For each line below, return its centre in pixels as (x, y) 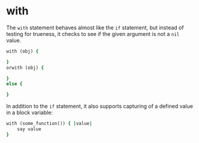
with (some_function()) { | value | (49, 124)
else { (14, 84)
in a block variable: (29, 112)
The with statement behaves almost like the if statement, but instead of (95, 28)
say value (29, 129)
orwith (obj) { (25, 68)
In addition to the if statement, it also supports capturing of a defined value (100, 107)
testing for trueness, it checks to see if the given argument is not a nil (93, 34)
